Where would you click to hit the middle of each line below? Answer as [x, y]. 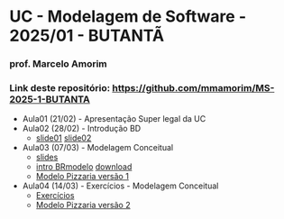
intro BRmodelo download [84, 167]
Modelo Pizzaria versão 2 [83, 205]
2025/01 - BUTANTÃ [87, 36]
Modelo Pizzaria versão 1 [82, 177]
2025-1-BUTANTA [50, 99]
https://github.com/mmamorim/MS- [193, 88]
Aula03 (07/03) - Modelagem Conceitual [98, 148]
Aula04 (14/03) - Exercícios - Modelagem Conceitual [120, 186]
